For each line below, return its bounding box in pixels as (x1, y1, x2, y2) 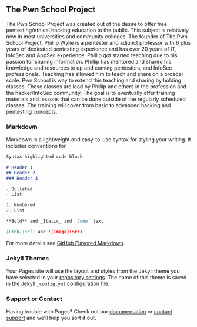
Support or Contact (6, 295, 63, 303)
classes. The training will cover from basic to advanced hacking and (6, 101, 171, 108)
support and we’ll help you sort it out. (6, 315, 96, 322)
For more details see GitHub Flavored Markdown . (6, 239, 125, 246)
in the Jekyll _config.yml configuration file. (6, 280, 110, 288)
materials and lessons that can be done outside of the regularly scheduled (6, 95, 186, 103)
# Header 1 (6, 164, 33, 170)
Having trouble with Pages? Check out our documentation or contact (6, 308, 172, 315)
